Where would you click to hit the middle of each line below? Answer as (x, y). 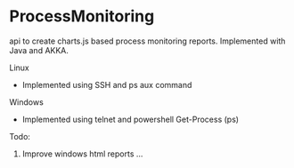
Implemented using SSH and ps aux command (107, 84)
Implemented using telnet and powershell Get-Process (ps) (130, 119)
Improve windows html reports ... (82, 154)
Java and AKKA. (39, 50)
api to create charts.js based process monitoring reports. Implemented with (147, 41)
